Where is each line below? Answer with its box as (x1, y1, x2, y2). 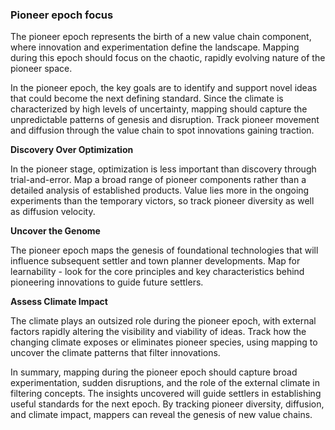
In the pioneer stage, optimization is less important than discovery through (10, 163, 317, 175)
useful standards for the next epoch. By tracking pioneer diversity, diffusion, (10, 398, 325, 410)
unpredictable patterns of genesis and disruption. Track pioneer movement (10, 114, 320, 126)
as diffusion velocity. (10, 206, 96, 218)
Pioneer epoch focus (10, 8, 114, 22)
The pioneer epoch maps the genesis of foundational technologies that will (10, 244, 319, 257)
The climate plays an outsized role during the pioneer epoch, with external (10, 315, 317, 327)
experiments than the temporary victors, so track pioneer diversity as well (10, 195, 315, 207)
